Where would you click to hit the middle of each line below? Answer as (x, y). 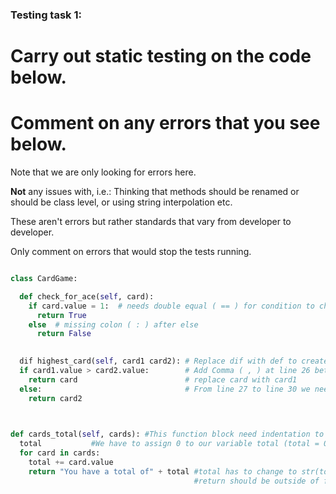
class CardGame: (44, 279)
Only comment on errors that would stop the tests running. (131, 252)
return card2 (55, 398)
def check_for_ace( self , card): (87, 296)
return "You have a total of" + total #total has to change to (163, 471)
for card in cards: (60, 453)
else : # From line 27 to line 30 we (165, 389)
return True (61, 315)
